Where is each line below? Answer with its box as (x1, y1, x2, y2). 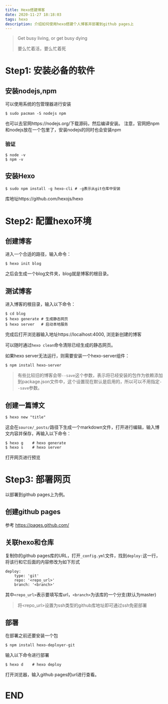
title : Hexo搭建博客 (5, 7, 45, 13)
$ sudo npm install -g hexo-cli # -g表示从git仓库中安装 (5, 186, 121, 191)
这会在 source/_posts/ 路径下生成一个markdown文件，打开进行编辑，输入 (5, 424, 155, 430)
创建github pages (5, 508, 61, 516)
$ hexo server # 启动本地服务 (5, 322, 69, 327)
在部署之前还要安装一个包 (5, 632, 58, 639)
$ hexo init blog (5, 261, 42, 266)
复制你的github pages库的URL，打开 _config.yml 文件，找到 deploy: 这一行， (5, 552, 160, 558)
